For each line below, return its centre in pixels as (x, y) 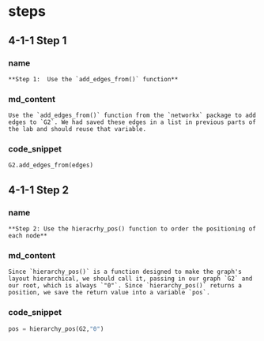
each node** (28, 236)
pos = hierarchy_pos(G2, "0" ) (56, 329)
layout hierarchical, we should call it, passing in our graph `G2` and (130, 279)
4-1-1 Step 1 (38, 41)
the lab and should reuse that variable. (77, 129)
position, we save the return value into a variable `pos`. (109, 293)
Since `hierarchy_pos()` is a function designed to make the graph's (125, 272)
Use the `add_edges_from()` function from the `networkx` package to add (132, 116)
